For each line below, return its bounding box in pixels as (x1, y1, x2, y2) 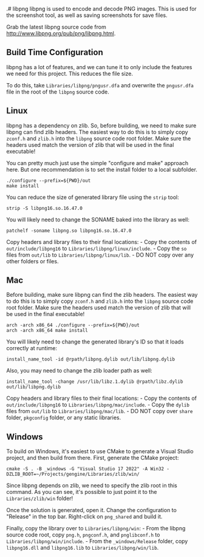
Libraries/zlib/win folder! (6, 495, 73, 502)
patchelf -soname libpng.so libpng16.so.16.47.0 (6, 228, 132, 234)
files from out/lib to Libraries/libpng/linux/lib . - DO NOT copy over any (6, 251, 194, 258)
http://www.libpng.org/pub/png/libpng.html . (6, 30, 116, 37)
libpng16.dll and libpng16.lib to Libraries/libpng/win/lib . (6, 544, 159, 552)
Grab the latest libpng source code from (6, 24, 106, 30)
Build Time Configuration (6, 47, 103, 58)
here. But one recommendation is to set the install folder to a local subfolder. (6, 166, 197, 173)
